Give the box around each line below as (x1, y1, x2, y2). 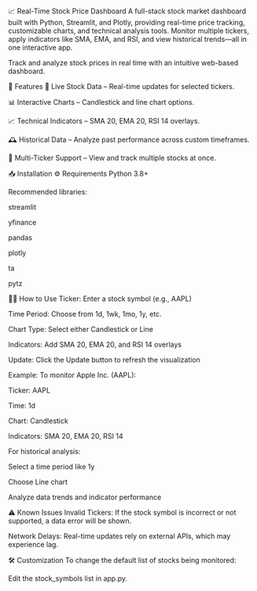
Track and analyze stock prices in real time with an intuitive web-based (8, 58, 239, 67)
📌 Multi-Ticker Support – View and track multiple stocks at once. (8, 153, 216, 162)
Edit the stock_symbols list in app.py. (8, 574, 128, 583)
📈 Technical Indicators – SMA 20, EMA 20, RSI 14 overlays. (8, 117, 200, 125)
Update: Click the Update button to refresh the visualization (8, 355, 200, 364)
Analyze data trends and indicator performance (8, 492, 162, 502)
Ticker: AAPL (8, 385, 51, 395)
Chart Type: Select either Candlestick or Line (8, 325, 153, 333)
